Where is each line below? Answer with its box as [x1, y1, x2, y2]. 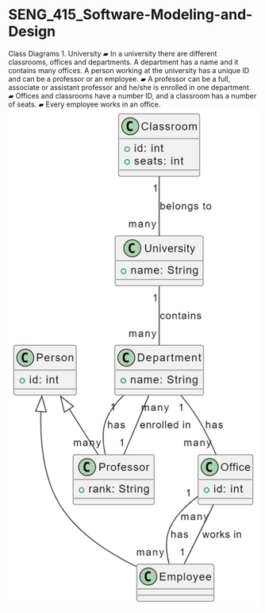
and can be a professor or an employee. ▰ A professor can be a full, [8, 74, 231, 83]
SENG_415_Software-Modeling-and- [8, 6, 253, 24]
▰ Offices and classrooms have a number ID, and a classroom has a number [8, 91, 257, 100]
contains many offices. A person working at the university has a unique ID [8, 65, 250, 75]
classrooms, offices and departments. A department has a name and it [8, 57, 239, 67]
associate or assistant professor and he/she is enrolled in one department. [8, 82, 252, 92]
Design [8, 22, 56, 41]
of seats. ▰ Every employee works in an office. [8, 99, 161, 109]
